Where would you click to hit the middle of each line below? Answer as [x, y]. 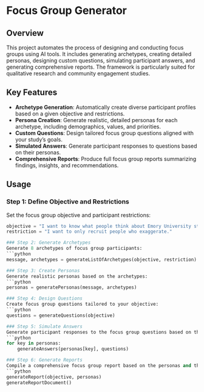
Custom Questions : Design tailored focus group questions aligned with [104, 133]
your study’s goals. [39, 139]
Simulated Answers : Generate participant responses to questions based [106, 146]
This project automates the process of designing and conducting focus [95, 47]
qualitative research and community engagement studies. [78, 73]
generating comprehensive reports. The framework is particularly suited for [101, 67]
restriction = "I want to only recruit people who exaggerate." [89, 232]
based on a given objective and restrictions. [70, 114]
